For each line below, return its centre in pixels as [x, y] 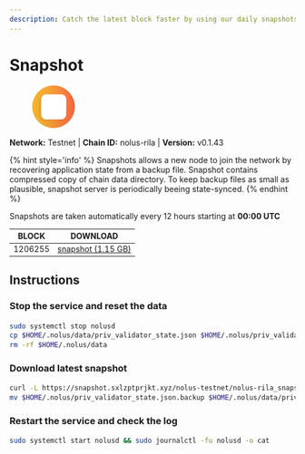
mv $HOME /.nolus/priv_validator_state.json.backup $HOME [119, 398]
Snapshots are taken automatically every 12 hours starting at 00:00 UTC [145, 216]
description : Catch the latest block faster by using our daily [133, 19]
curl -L [24, 388]
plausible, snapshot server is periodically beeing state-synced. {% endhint [149, 188]
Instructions [44, 280]
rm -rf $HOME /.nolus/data [58, 345]
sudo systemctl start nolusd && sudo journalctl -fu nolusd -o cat [140, 441]
